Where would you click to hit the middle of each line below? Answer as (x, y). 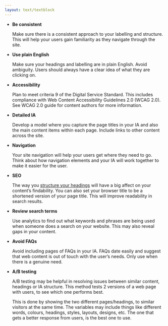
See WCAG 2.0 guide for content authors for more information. (77, 105)
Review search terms (35, 211)
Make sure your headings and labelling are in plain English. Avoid (79, 64)
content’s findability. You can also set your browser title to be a (77, 190)
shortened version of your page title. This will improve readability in (82, 196)
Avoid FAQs (24, 241)
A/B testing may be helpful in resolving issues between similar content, (86, 281)
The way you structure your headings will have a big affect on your (81, 185)
